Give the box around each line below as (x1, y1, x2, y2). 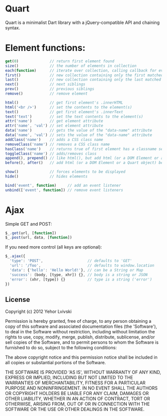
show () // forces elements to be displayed (5, 169, 126, 174)
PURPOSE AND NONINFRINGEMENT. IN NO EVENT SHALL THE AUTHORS (5, 385, 158, 391)
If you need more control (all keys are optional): (5, 244, 102, 250)
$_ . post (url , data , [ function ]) (5, 235, 72, 240)
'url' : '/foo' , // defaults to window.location (9, 263, 155, 268)
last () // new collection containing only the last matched (5, 77, 162, 82)
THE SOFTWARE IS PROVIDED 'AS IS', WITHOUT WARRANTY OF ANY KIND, (5, 369, 162, 375)
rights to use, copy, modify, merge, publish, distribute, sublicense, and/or (5, 334, 155, 340)
